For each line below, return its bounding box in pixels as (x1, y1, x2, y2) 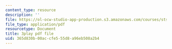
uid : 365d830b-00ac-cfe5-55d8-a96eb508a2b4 (5, 36, 100, 41)
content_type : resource (5, 7, 56, 13)
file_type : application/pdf (5, 21, 66, 27)
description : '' (5, 12, 40, 17)
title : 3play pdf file (5, 31, 54, 36)
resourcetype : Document (5, 27, 56, 32)
